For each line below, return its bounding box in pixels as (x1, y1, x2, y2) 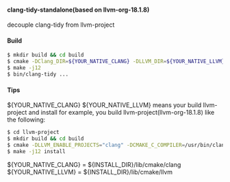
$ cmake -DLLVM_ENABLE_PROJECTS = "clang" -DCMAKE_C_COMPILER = (7, 141, 186, 148)
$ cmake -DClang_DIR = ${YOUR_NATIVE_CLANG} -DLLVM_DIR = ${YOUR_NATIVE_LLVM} (7, 58, 225, 65)
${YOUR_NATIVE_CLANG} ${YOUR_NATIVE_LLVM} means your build (7, 101, 202, 109)
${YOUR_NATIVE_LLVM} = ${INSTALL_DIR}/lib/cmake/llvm (7, 168, 173, 176)
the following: (7, 115, 46, 124)
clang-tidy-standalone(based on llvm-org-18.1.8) (7, 5, 150, 14)
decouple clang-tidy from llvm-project (7, 21, 115, 29)
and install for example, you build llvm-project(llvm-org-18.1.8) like (28, 109, 215, 117)
